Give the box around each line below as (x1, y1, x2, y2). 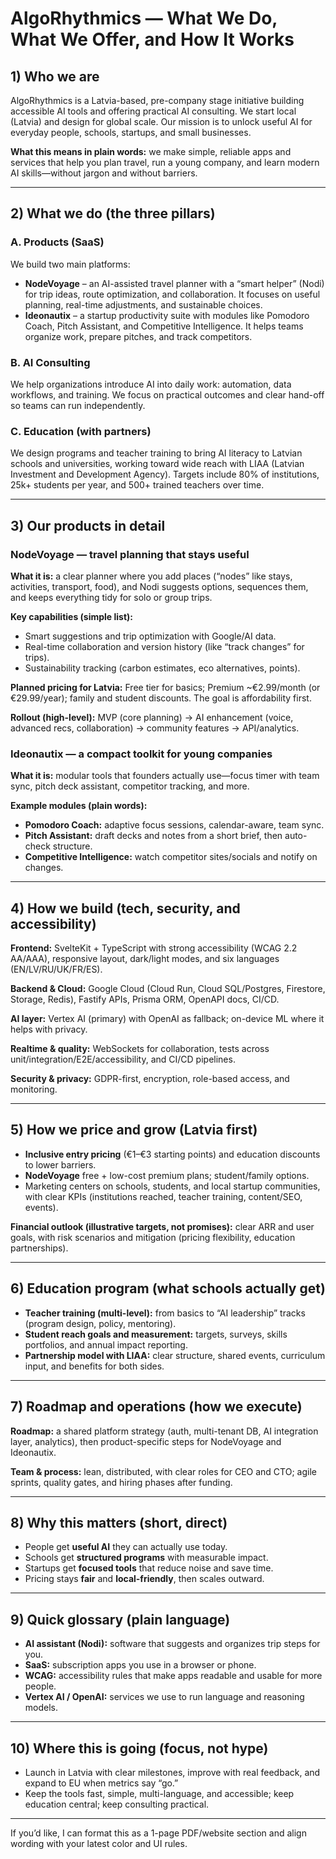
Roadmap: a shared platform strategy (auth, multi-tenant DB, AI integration (10, 1425, 319, 1437)
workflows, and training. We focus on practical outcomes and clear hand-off (10, 388, 325, 401)
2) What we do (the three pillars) (10, 205, 216, 222)
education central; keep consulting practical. (24, 1798, 210, 1810)
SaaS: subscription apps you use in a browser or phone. (24, 1659, 257, 1671)
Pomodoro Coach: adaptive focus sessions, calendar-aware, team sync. (24, 819, 325, 831)
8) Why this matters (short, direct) (10, 1514, 228, 1531)
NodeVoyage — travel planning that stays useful (10, 547, 250, 561)
